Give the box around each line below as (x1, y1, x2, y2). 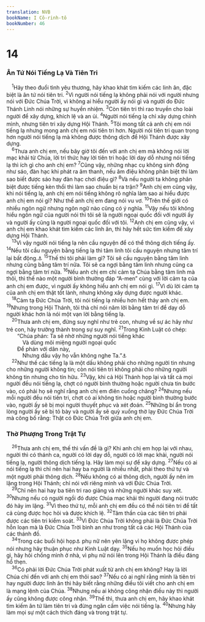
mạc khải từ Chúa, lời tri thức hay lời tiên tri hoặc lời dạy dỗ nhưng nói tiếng (6, 154, 195, 161)
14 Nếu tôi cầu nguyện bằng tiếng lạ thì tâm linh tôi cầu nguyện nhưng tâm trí (6, 246, 198, 255)
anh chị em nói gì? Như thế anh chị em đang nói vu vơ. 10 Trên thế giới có (6, 196, 188, 204)
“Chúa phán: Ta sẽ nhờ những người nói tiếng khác (17, 332, 145, 339)
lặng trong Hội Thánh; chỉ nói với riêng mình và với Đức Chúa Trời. (6, 479, 173, 486)
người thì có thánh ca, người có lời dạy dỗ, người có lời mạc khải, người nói (6, 451, 193, 459)
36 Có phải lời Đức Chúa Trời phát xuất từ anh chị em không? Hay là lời (12, 565, 188, 573)
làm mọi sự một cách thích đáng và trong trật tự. (6, 609, 128, 616)
